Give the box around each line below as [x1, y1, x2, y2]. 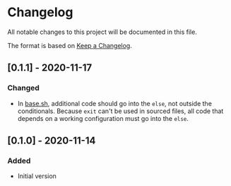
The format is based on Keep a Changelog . [7, 41, 132, 50]
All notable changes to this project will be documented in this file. [7, 28, 198, 36]
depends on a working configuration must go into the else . [17, 114, 189, 122]
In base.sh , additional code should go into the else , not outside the [17, 99, 212, 107]
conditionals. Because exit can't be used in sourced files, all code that [17, 107, 224, 115]
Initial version [17, 172, 57, 180]
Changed [7, 83, 40, 93]
